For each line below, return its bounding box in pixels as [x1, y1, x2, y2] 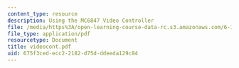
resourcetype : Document [7, 37, 78, 44]
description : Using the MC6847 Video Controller [7, 17, 154, 24]
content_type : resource [7, 10, 78, 18]
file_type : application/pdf [7, 30, 91, 38]
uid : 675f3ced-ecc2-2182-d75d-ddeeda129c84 [7, 50, 139, 57]
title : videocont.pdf [7, 43, 72, 50]
